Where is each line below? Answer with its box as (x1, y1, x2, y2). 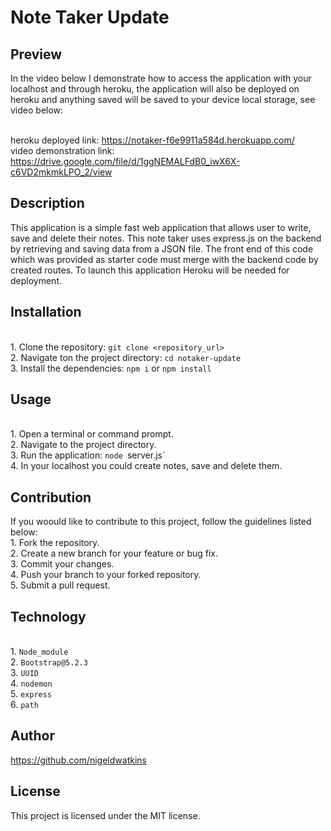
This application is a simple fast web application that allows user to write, (10, 221, 312, 233)
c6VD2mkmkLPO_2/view (10, 166, 113, 178)
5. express (10, 688, 53, 700)
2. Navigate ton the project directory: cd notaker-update (10, 351, 242, 363)
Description (10, 195, 85, 212)
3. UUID (10, 667, 39, 679)
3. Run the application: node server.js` (10, 449, 166, 461)
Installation (10, 304, 82, 321)
